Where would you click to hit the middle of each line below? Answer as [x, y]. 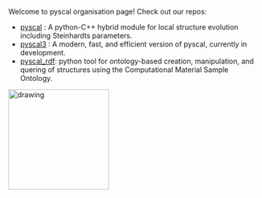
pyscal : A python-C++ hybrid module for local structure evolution [129, 27]
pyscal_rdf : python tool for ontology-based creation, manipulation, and [137, 61]
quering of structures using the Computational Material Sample [124, 70]
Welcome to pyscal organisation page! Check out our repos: [108, 12]
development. [43, 53]
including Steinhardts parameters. [76, 36]
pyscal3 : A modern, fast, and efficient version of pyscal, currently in [133, 44]
